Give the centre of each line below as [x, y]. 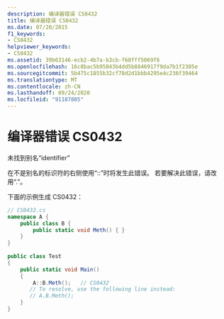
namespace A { [28, 217]
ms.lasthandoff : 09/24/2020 [49, 93]
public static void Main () [60, 269]
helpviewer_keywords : [39, 47]
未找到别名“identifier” [39, 157]
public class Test [34, 257]
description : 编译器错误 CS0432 [52, 14]
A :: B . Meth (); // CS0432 [71, 283]
